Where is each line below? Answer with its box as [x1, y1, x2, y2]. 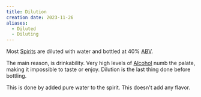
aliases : [6, 20, 28, 26]
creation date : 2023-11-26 [6, 14, 74, 20]
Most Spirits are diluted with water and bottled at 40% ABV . [6, 48, 153, 55]
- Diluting [11, 31, 39, 37]
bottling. [6, 72, 27, 80]
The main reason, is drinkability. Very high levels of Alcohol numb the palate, [6, 60, 196, 67]
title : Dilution [6, 8, 47, 15]
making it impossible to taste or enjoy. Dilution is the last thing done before [6, 66, 191, 73]
